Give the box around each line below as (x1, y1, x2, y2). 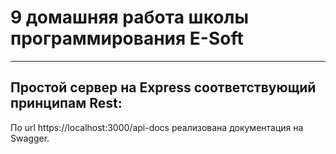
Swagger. (10, 132, 50, 144)
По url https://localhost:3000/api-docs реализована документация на (10, 121, 304, 133)
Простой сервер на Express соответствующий (10, 79, 317, 96)
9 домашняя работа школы (10, 6, 250, 29)
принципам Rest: (10, 95, 123, 112)
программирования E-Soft (10, 27, 244, 50)
